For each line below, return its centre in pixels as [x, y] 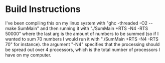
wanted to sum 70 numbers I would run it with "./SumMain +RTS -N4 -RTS [82, 39]
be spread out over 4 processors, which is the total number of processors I [83, 49]
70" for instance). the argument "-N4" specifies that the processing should [82, 44]
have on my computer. [28, 55]
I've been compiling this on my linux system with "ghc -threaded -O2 [76, 23]
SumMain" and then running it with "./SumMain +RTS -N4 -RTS [83, 28]
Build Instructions [43, 9]
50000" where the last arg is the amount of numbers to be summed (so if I [82, 33]
